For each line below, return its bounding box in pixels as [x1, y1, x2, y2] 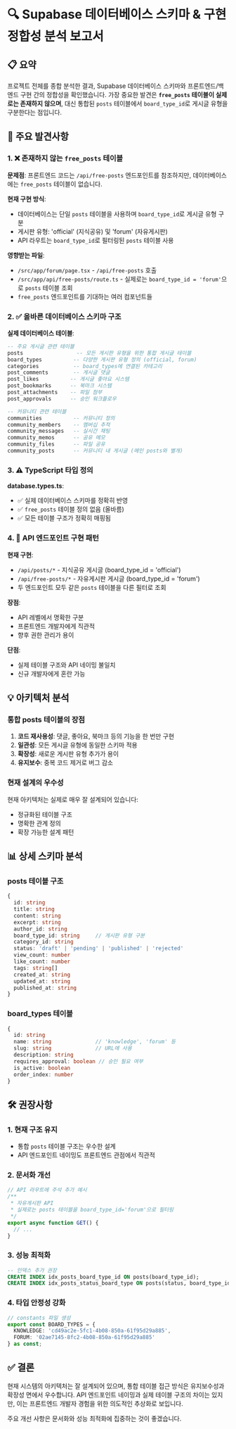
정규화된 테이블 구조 [17, 810, 72, 819]
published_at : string [13, 984, 77, 991]
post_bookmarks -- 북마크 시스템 [7, 382, 112, 389]
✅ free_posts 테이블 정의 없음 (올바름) [17, 505, 124, 514]
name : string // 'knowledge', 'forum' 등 [13, 1038, 176, 1045]
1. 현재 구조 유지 [7, 1124, 58, 1134]
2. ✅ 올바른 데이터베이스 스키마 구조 [7, 311, 122, 321]
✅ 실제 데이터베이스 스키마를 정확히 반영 [17, 496, 129, 505]
